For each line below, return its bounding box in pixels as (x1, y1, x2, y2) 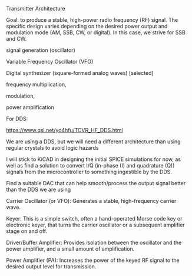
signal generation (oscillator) (6, 47, 75, 54)
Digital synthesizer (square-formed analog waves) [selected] (6, 70, 154, 76)
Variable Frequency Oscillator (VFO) (6, 58, 94, 65)
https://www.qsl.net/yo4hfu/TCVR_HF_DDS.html (6, 127, 123, 133)
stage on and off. (6, 228, 48, 235)
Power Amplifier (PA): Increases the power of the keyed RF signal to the (6, 257, 180, 264)
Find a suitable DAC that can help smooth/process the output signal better (6, 180, 186, 186)
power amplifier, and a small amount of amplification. (6, 245, 135, 252)
